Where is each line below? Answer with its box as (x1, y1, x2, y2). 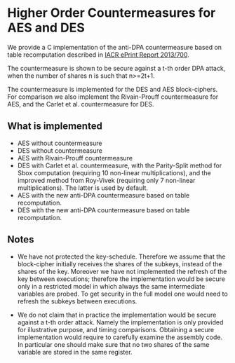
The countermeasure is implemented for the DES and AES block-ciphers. (7, 85, 218, 93)
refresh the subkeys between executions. (17, 296, 137, 306)
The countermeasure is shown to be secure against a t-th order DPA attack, (7, 64, 226, 72)
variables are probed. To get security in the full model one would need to (17, 289, 228, 298)
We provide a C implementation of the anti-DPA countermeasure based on (7, 43, 222, 51)
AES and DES (7, 20, 86, 36)
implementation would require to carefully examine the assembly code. (17, 333, 223, 341)
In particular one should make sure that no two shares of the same (17, 340, 210, 348)
